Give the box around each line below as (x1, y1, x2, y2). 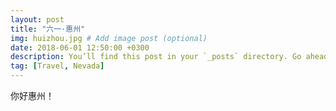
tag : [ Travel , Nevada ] (10, 61, 105, 71)
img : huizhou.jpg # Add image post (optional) (10, 33, 208, 43)
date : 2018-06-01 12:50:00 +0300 (10, 42, 150, 53)
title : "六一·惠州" (10, 24, 86, 34)
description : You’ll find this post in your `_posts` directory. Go (10, 52, 302, 62)
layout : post (10, 14, 65, 25)
